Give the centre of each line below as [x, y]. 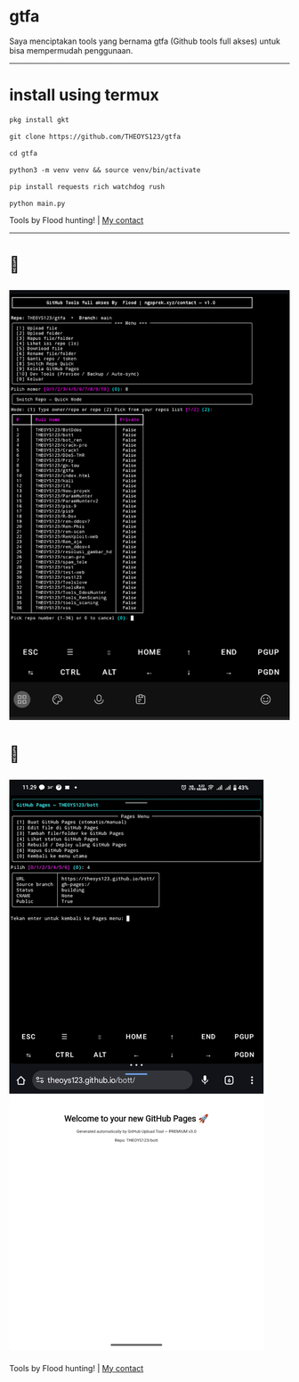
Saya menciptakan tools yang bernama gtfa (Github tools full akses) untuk [145, 41]
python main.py [37, 203]
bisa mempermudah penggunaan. [71, 50]
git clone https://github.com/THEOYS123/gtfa [95, 137]
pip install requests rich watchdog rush [87, 186]
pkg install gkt [39, 120]
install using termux [85, 95]
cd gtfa [24, 153]
